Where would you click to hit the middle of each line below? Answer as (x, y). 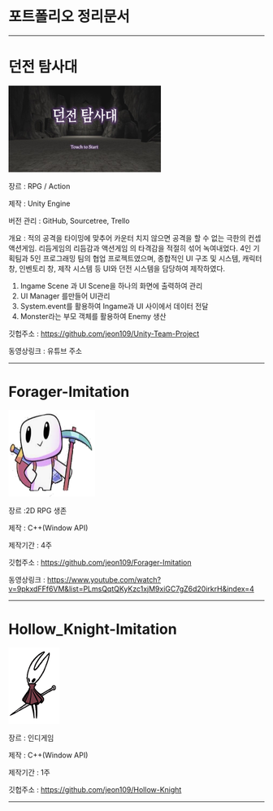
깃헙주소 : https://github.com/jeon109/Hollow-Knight (95, 789)
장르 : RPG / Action (39, 186)
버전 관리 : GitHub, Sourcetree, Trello (69, 220)
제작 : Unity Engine (39, 203)
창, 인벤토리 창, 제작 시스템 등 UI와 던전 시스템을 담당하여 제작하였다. (117, 268)
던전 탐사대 (43, 67)
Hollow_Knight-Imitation (93, 629)
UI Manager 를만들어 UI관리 (65, 296)
